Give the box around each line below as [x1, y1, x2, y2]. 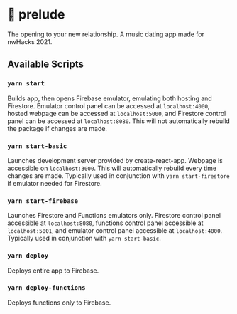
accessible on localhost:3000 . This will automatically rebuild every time [7, 164, 217, 172]
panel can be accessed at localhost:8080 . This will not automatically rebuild [7, 117, 231, 125]
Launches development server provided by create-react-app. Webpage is [7, 156, 224, 164]
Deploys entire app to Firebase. [7, 266, 99, 275]
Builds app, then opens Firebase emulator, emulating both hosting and [7, 94, 213, 103]
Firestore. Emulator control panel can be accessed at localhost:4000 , [7, 101, 210, 110]
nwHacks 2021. [7, 37, 53, 46]
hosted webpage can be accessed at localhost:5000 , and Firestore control [7, 109, 226, 117]
